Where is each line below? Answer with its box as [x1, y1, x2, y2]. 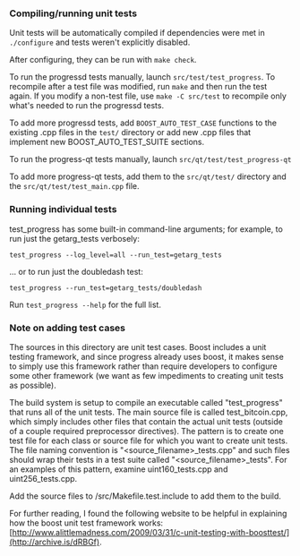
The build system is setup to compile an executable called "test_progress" [9, 397, 284, 407]
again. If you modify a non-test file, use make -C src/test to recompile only [9, 90, 287, 101]
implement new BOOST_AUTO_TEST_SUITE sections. [9, 137, 205, 148]
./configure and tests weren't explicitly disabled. [9, 37, 191, 47]
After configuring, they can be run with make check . [9, 55, 197, 65]
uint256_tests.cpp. [9, 473, 78, 483]
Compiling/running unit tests [9, 7, 138, 20]
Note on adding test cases [9, 321, 125, 334]
